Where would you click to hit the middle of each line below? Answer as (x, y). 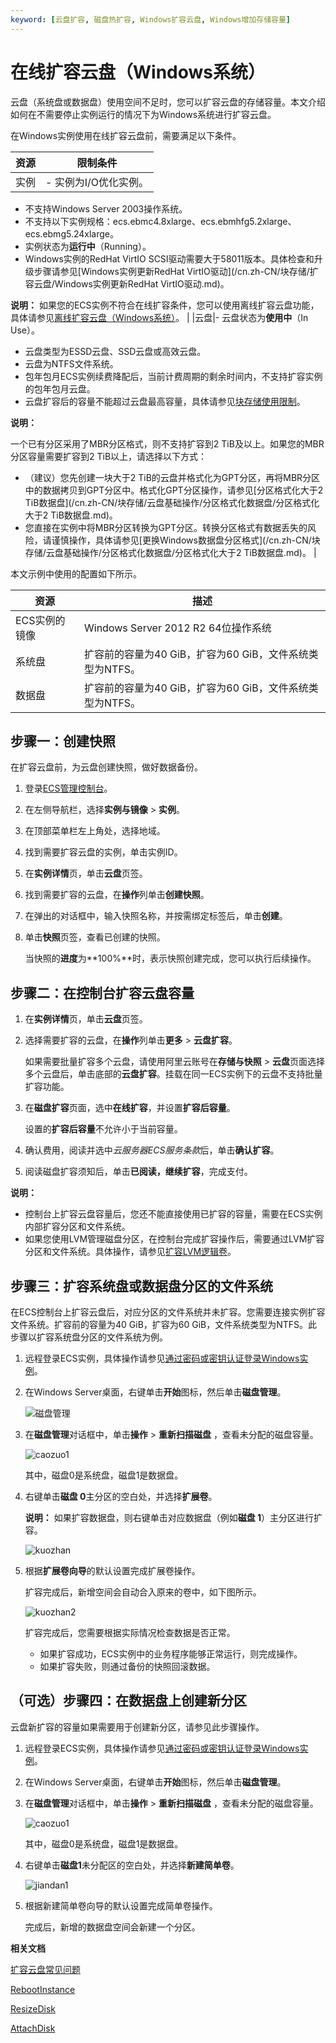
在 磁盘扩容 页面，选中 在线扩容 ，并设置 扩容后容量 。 (130, 1108)
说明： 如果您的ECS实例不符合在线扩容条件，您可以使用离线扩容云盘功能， (165, 305)
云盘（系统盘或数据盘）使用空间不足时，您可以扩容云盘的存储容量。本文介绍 (168, 102)
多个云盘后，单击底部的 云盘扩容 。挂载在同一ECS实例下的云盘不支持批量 (173, 1074)
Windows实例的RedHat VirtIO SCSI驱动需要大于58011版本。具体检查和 (169, 258)
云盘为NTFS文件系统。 (71, 363)
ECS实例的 (40, 620)
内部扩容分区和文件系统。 (77, 1227)
